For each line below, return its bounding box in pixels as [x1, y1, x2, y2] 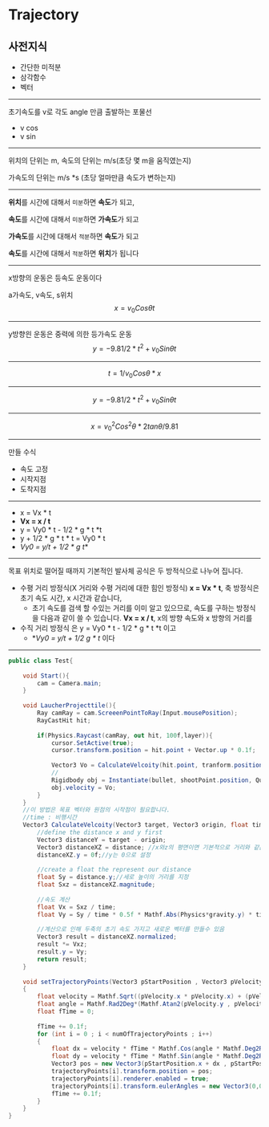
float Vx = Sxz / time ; [37, 903, 116, 911]
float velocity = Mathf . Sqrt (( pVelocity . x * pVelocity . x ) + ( [37, 993, 249, 1001]
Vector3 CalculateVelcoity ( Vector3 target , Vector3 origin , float [22, 821, 249, 829]
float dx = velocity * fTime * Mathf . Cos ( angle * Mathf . [50, 1045, 246, 1053]
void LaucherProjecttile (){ [22, 702, 116, 710]
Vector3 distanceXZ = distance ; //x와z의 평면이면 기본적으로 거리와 [37, 843, 251, 852]
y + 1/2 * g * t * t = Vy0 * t [19, 533, 106, 543]
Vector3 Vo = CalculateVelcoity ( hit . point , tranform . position [50, 761, 263, 770]
